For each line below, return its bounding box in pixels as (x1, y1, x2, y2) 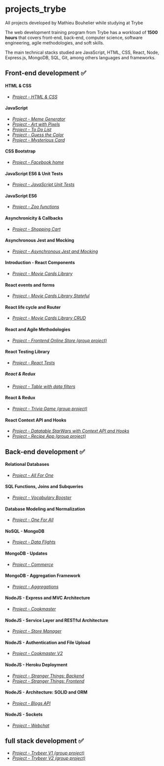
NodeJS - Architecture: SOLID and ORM (5, 689, 87, 695)
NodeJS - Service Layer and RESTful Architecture (5, 617, 109, 623)
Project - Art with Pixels (12, 121, 60, 127)
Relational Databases (5, 461, 50, 467)
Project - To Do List (12, 126, 52, 132)
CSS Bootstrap (5, 148, 36, 154)
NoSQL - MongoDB (5, 528, 45, 534)
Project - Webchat (12, 722, 50, 728)
